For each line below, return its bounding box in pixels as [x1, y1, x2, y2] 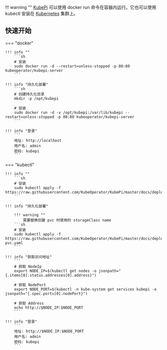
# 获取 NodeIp [14, 264, 42, 269]
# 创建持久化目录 [14, 92, 45, 97]
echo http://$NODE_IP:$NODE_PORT [14, 305, 83, 310]
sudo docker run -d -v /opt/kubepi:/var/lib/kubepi [14, 110, 123, 115]
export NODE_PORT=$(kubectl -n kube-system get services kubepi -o [14, 287, 157, 292]
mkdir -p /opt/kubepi [14, 96, 59, 101]
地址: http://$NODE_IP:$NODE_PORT [14, 329, 84, 334]
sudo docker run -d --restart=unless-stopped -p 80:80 [14, 64, 130, 69]
